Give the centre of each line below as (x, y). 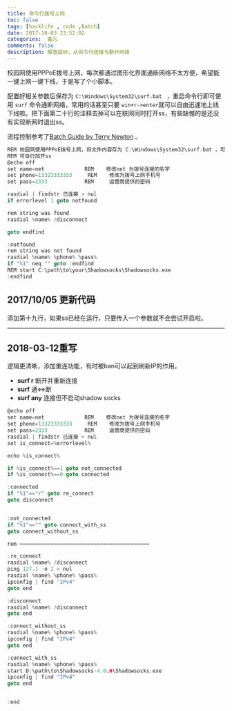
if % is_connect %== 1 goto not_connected (65, 468)
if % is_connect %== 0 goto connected (58, 475)
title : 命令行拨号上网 (36, 13)
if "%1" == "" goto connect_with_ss (57, 525)
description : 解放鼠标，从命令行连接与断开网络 (68, 53)
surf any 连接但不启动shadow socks (69, 398)
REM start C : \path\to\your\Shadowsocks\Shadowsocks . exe (89, 270)
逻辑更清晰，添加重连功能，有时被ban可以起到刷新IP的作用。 (94, 366)
